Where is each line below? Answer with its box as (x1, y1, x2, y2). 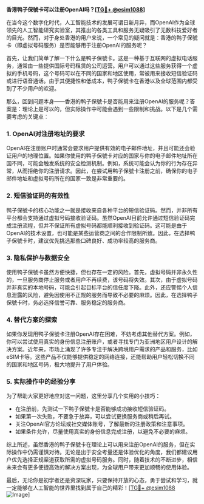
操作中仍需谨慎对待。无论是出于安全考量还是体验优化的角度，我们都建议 (11, 449, 192, 456)
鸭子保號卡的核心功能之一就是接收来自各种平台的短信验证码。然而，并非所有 (6, 206, 198, 214)
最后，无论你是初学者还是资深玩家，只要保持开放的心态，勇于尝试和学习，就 (6, 477, 198, 484)
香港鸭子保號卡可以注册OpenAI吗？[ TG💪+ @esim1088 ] (6, 6, 146, 13)
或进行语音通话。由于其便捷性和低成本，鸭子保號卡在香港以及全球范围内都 (6, 77, 192, 84)
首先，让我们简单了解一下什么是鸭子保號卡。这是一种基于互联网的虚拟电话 (6, 55, 192, 61)
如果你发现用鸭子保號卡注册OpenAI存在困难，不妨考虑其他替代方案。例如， (6, 330, 195, 338)
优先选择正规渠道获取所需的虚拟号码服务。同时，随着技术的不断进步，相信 (11, 456, 198, 463)
